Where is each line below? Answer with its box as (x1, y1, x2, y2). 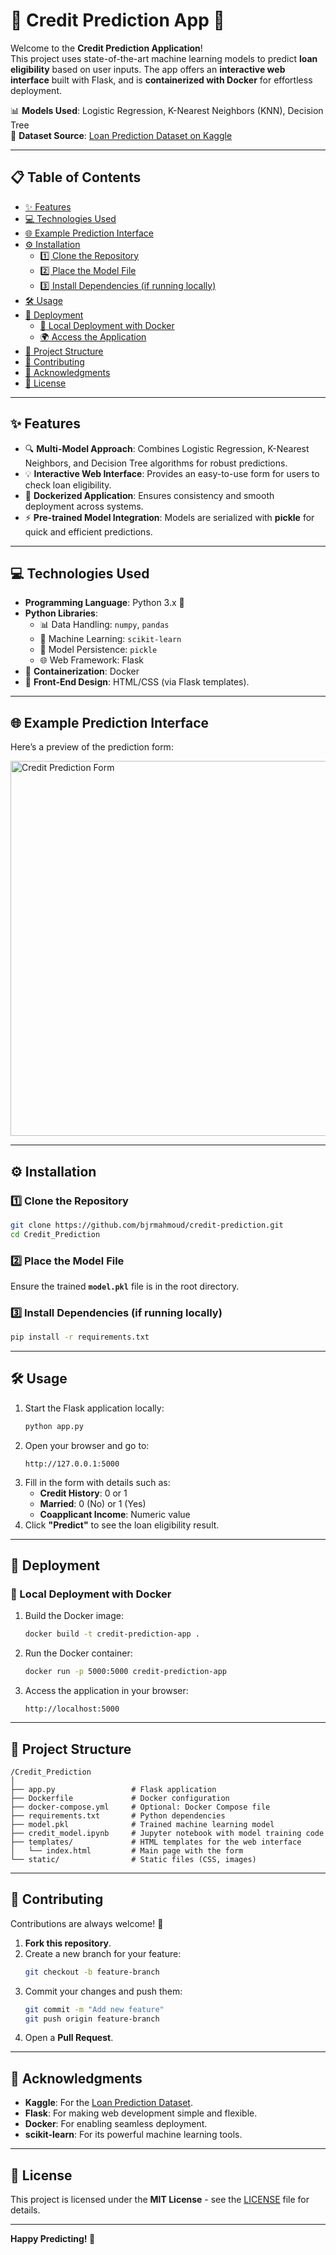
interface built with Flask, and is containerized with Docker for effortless (10, 74, 313, 86)
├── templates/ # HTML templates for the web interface (10, 1837, 302, 1848)
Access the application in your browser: (24, 1685, 189, 1697)
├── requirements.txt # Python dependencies (10, 1811, 226, 1821)
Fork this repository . (24, 1937, 112, 1949)
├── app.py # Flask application (10, 1785, 217, 1795)
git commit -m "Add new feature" (24, 2004, 165, 2014)
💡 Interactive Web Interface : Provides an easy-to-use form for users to (24, 467, 320, 479)
